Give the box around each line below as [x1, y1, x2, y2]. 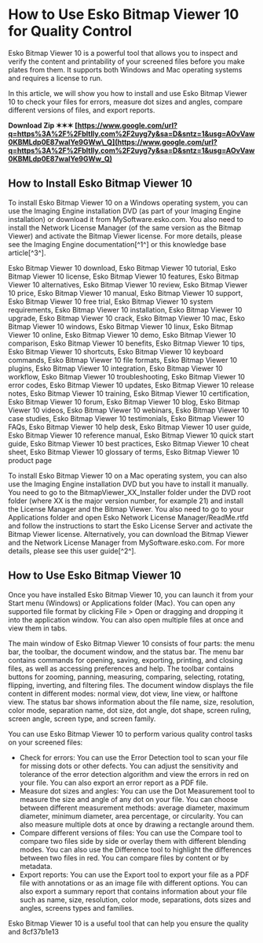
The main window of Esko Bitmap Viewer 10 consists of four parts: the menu [8, 638, 255, 648]
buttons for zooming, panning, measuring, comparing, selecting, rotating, [8, 671, 245, 682]
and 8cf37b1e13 [8, 926, 59, 936]
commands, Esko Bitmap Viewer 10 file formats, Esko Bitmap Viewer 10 [8, 355, 238, 364]
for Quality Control [8, 22, 132, 40]
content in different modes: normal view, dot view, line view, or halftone [8, 689, 238, 698]
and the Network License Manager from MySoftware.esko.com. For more [8, 538, 245, 547]
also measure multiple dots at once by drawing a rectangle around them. [19, 819, 255, 829]
